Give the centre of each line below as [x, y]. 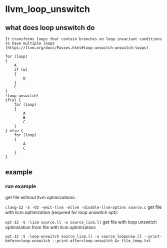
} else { [14, 131]
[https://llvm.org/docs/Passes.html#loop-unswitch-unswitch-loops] [77, 48]
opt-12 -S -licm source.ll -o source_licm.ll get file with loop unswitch [81, 222]
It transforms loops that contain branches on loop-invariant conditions [84, 39]
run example [21, 187]
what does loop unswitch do [50, 28]
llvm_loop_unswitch [47, 9]
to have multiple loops [30, 43]
